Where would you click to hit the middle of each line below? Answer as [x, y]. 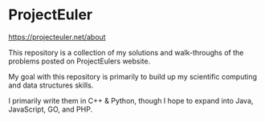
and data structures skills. [51, 85]
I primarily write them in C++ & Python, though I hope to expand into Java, [131, 100]
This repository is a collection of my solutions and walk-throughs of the [126, 52]
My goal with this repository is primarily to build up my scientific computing [132, 76]
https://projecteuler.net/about [57, 37]
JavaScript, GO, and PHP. [51, 109]
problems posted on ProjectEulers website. [79, 61]
